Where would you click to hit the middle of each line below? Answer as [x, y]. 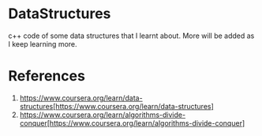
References [47, 76]
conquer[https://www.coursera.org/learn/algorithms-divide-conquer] [132, 123]
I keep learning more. [43, 43]
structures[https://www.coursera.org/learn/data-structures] [117, 106]
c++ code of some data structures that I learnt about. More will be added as [131, 36]
